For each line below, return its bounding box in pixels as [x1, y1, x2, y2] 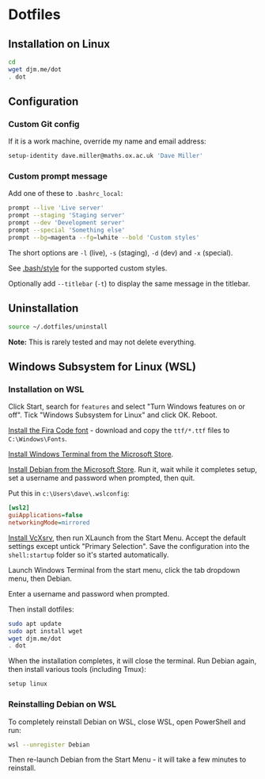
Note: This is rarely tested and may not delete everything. [8, 337, 196, 347]
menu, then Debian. [8, 574, 73, 583]
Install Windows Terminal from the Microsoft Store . [8, 450, 174, 459]
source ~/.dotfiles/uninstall [8, 323, 108, 331]
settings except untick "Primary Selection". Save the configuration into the [8, 541, 250, 551]
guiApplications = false [8, 512, 83, 520]
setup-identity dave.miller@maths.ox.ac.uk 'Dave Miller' [8, 152, 203, 160]
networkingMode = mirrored [8, 518, 90, 527]
